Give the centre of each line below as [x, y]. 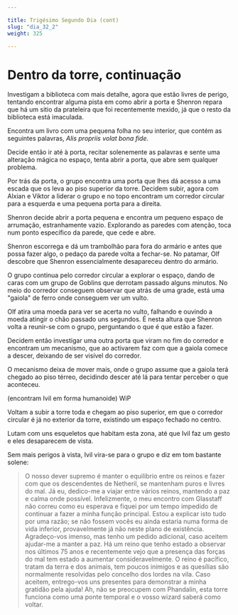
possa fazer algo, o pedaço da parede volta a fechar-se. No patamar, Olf [114, 254]
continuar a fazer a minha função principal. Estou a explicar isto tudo [125, 514]
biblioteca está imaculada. [45, 117]
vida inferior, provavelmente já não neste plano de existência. [114, 529]
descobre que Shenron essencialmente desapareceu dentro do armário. [113, 262]
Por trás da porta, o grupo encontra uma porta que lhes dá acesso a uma [114, 181]
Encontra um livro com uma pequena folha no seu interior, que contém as [115, 131]
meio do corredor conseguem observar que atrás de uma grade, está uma [116, 290]
